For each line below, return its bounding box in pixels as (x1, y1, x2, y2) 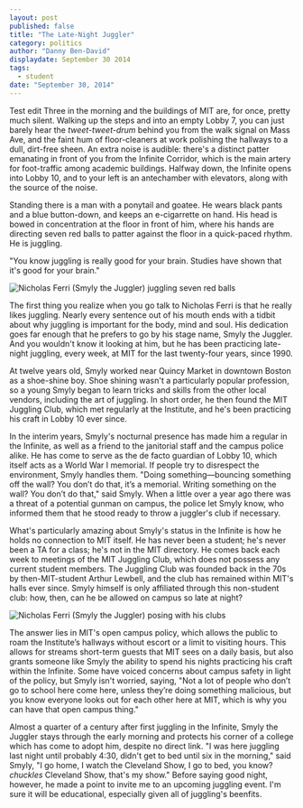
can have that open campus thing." (9, 703, 140, 714)
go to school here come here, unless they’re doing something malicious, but (9, 684, 291, 695)
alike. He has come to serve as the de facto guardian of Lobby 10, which (9, 450, 278, 460)
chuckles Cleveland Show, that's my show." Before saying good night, (9, 769, 269, 780)
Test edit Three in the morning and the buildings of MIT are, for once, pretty (9, 105, 290, 116)
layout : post (9, 13, 59, 23)
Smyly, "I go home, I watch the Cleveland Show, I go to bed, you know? (9, 759, 273, 770)
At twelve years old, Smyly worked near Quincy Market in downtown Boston (9, 365, 291, 376)
